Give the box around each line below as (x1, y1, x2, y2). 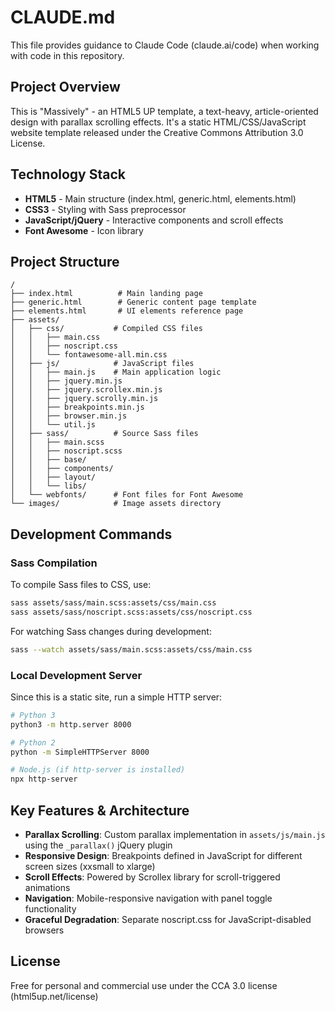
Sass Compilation (10, 556, 98, 570)
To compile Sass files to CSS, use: (10, 579, 152, 591)
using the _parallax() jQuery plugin (24, 839, 173, 851)
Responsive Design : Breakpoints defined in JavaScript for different (24, 850, 303, 862)
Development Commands (10, 526, 173, 543)
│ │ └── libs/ (10, 481, 87, 491)
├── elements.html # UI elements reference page (10, 306, 244, 316)
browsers (24, 924, 65, 936)
